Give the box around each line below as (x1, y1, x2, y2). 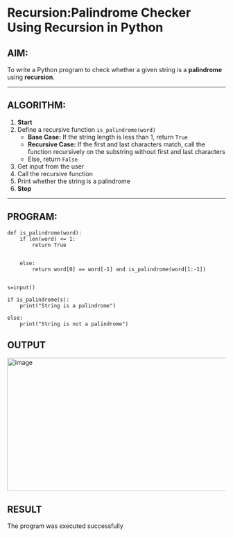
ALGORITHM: (7, 99, 66, 112)
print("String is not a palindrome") (19, 321, 129, 327)
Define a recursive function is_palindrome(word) (17, 125, 156, 133)
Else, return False (27, 155, 78, 163)
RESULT (7, 503, 42, 515)
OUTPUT (7, 339, 46, 351)
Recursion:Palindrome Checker (7, 5, 191, 21)
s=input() (7, 284, 36, 291)
